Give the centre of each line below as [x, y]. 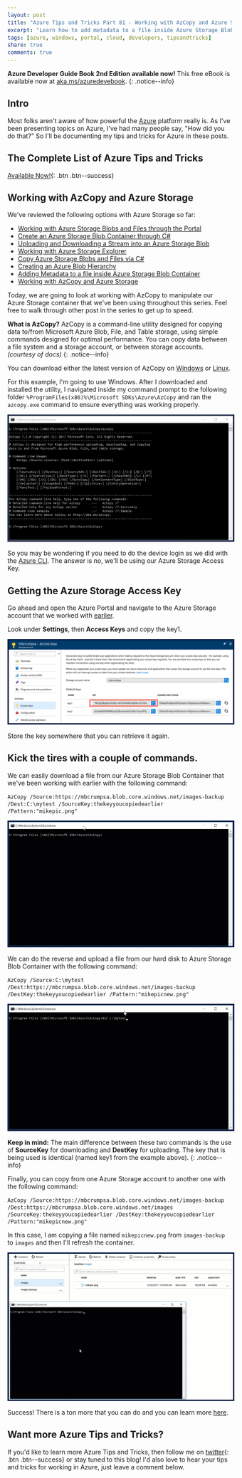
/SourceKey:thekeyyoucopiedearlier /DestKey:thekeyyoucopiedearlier [111, 1214]
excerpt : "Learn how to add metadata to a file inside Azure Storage [113, 30]
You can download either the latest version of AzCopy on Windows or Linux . [119, 368]
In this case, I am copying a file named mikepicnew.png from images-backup [116, 1235]
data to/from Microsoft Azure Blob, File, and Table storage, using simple [113, 332]
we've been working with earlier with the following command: [98, 783]
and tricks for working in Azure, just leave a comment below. [96, 1467]
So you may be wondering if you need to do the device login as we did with [118, 553]
